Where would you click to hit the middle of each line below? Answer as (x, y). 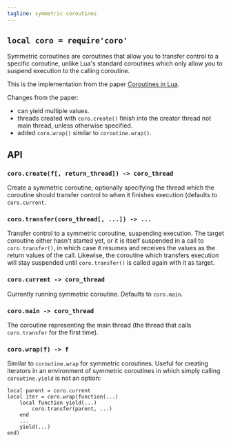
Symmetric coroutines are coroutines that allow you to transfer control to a (113, 57)
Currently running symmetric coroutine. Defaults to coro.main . (95, 294)
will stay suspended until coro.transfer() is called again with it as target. (111, 263)
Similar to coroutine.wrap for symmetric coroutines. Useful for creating (108, 363)
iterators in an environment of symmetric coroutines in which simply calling (114, 371)
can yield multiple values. (53, 111)
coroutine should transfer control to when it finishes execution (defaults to (112, 195)
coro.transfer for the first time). (53, 332)
